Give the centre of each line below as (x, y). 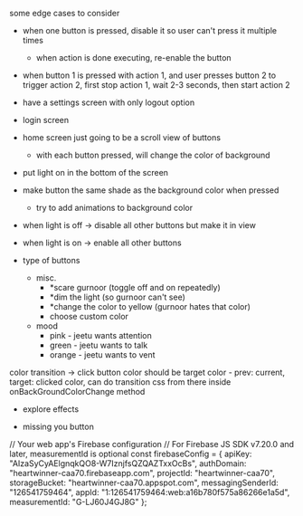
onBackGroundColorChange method (77, 392)
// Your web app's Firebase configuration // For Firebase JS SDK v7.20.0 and (152, 444)
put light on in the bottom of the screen (95, 172)
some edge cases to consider (65, 13)
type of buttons (51, 260)
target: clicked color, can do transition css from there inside (120, 382)
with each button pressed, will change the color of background (153, 155)
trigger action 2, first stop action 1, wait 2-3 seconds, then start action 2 (156, 85)
